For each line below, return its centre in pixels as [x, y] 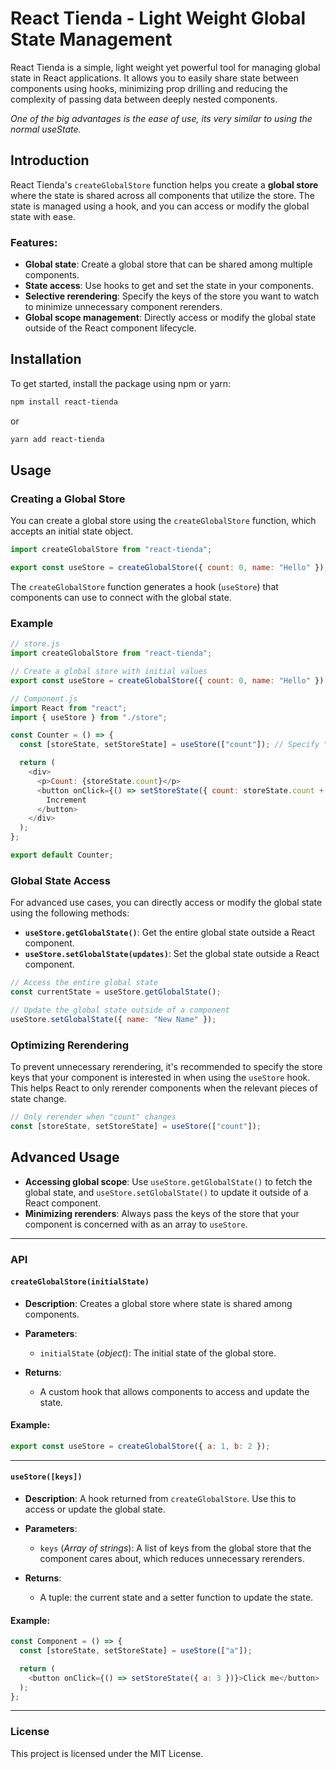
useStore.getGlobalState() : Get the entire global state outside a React [169, 933]
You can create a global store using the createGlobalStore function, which [163, 521]
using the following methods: [70, 913]
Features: [34, 242]
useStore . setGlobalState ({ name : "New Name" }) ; [113, 1019]
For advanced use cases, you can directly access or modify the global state [166, 903]
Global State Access [60, 880]
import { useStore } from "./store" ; [89, 717]
